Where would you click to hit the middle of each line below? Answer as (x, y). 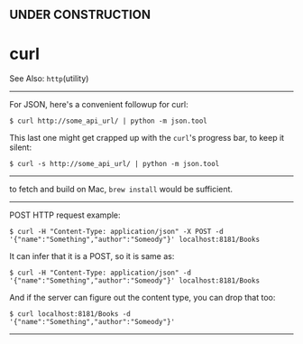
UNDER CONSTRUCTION (80, 15)
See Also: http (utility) (49, 79)
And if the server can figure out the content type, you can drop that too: (142, 298)
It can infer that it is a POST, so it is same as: (92, 256)
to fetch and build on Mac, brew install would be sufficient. (121, 190)
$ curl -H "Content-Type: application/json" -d (101, 273)
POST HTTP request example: (65, 215)
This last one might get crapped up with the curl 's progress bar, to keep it (147, 138)
